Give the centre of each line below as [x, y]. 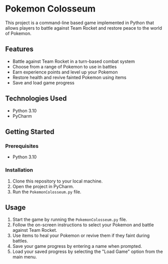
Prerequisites [22, 146]
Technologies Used [36, 99]
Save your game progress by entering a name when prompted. [77, 246]
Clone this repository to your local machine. [57, 181]
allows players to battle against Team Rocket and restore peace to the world [83, 28]
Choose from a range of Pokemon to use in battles [64, 66]
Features [19, 49]
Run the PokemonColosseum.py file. [47, 192]
